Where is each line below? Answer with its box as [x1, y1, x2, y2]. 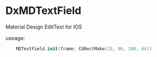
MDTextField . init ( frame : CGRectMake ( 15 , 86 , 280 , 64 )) [16, 45, 152, 52]
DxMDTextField [5, 4, 82, 17]
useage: [5, 34, 25, 41]
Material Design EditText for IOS [5, 23, 82, 30]
